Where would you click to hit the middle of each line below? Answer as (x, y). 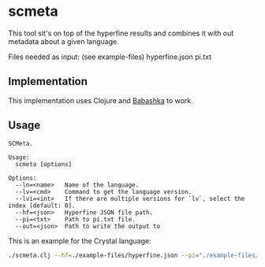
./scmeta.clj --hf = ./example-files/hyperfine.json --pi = (104, 255)
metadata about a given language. (64, 41)
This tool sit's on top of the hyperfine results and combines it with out (121, 33)
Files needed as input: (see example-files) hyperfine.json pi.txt (110, 57)
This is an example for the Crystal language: (80, 241)
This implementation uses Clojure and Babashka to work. (101, 100)
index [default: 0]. (42, 206)
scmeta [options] (44, 164)
